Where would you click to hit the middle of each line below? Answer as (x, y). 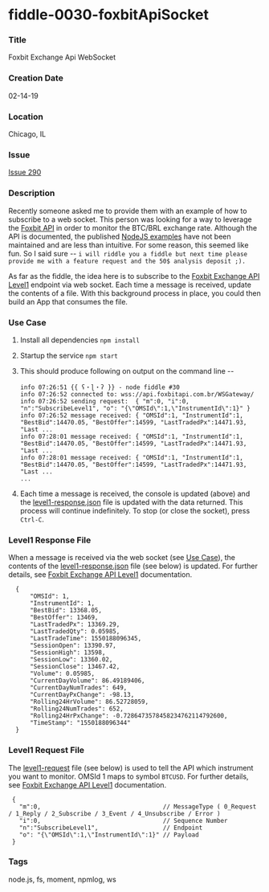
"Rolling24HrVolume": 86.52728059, (89, 702)
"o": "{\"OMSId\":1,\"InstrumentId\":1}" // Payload (109, 835)
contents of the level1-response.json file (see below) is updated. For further (133, 566)
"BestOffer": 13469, (64, 618)
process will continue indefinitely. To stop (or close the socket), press (135, 510)
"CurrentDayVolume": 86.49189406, (88, 681)
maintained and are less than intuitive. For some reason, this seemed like (128, 245)
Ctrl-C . (32, 519)
